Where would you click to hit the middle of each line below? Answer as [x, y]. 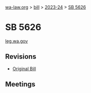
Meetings [20, 84]
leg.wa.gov [17, 41]
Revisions [21, 57]
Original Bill [24, 69]
